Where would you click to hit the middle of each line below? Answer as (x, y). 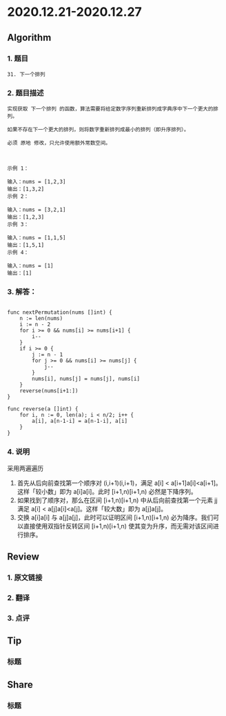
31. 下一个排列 (27, 74)
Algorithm (29, 38)
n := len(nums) (41, 319)
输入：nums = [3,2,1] (37, 210)
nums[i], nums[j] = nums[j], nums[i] (86, 379)
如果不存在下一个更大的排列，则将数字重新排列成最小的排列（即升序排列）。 (98, 130)
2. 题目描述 (25, 92)
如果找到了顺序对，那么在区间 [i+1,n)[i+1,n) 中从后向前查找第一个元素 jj (117, 500)
